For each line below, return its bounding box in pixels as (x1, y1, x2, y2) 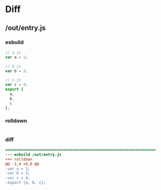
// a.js (5, 50, 22, 55)
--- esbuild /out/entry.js (5, 152, 62, 157)
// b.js (5, 64, 22, 69)
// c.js (5, 77, 22, 82)
